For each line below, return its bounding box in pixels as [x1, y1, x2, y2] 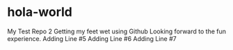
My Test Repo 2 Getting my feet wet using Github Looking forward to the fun [7, 27, 226, 35]
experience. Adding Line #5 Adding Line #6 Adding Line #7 [7, 34, 177, 42]
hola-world [7, 4, 73, 20]
